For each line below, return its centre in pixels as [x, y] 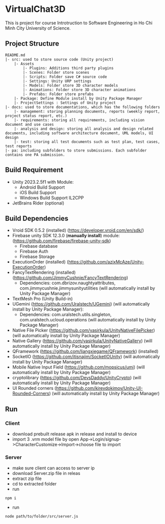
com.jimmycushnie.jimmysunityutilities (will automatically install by [87, 288]
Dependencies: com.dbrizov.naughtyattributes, [67, 283]
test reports [19, 146]
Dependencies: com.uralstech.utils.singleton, [65, 314]
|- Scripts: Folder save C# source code [65, 77]
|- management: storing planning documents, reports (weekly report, [87, 111]
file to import [108, 445]
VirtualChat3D [35, 9]
